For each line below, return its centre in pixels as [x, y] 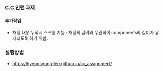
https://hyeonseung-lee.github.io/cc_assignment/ [62, 64]
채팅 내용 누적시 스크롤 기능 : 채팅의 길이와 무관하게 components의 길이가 [83, 33]
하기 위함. [39, 38]
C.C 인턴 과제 [20, 7]
